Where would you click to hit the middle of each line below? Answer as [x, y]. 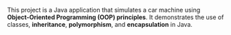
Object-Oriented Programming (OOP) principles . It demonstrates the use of [115, 17]
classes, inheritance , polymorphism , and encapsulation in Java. [100, 24]
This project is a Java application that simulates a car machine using [104, 10]
